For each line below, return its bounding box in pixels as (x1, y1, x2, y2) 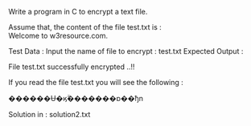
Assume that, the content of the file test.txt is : (8, 22, 163, 31)
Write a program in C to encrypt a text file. (8, 7, 148, 16)
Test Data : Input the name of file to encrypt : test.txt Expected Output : (8, 47, 244, 55)
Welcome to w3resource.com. (8, 31, 109, 40)
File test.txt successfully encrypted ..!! (8, 62, 135, 71)
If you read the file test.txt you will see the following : (8, 78, 183, 87)
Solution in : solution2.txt (8, 110, 91, 119)
